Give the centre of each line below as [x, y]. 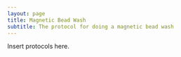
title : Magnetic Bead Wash [47, 20]
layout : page [26, 14]
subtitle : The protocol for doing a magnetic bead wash [90, 26]
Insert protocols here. [39, 47]
